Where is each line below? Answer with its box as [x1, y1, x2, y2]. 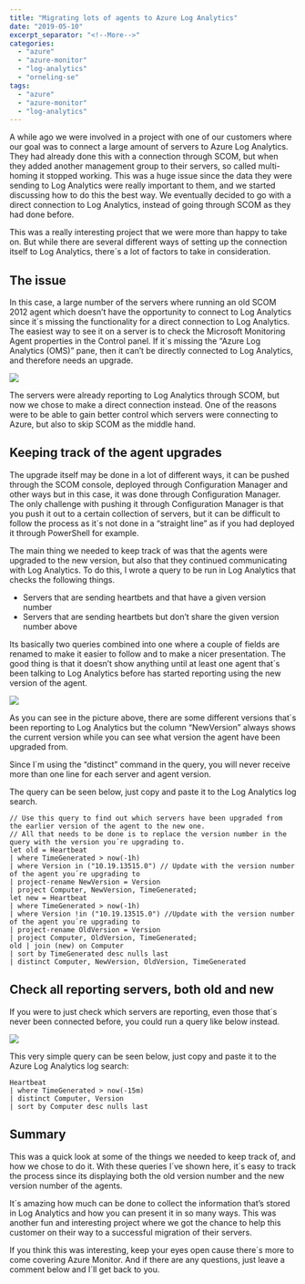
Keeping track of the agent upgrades [9, 445, 222, 461]
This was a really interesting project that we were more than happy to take [9, 227, 288, 238]
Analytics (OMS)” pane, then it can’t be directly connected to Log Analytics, [9, 346, 293, 357]
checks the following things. [9, 574, 116, 585]
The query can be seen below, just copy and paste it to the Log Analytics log [9, 786, 297, 797]
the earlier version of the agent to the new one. [9, 822, 206, 831]
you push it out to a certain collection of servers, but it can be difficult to [9, 508, 280, 519]
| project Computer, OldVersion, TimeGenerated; [9, 933, 198, 942]
